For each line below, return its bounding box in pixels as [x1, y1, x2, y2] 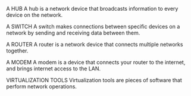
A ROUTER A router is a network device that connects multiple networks [6, 41, 183, 48]
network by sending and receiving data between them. [6, 29, 140, 36]
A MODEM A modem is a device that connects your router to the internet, [6, 59, 186, 66]
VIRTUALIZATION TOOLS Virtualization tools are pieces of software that [6, 77, 183, 83]
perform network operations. [6, 83, 77, 90]
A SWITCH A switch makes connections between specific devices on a [6, 23, 180, 30]
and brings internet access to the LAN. [6, 65, 101, 72]
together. [6, 47, 29, 54]
